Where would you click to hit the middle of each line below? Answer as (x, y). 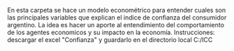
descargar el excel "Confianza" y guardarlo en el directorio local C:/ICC (110, 40)
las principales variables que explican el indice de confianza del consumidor (117, 17)
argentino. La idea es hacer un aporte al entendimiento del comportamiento (116, 25)
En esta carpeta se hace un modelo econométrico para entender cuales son (116, 10)
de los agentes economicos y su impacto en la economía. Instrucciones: (111, 32)
